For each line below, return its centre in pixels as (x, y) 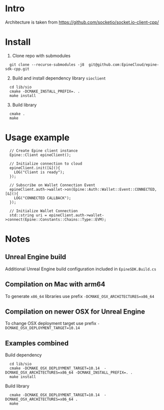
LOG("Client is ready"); (39, 172)
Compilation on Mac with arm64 (55, 284)
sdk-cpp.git (17, 69)
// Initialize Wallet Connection (44, 211)
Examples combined (37, 343)
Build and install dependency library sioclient (59, 78)
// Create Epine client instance (44, 150)
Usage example (37, 138)
